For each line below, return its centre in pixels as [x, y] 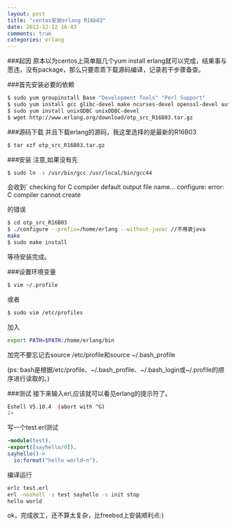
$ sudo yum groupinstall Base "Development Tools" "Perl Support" [106, 98]
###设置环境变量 [32, 271]
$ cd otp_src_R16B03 [38, 223]
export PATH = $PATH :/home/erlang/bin [61, 340]
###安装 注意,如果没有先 [43, 160]
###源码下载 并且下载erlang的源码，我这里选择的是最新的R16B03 [102, 131]
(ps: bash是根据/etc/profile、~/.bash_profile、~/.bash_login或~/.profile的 [113, 369]
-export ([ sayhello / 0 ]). [42, 447]
